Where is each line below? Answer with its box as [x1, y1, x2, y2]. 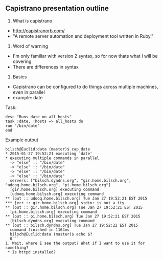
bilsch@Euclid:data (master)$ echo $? [10, 231, 93, 237]
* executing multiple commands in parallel [5, 156, 100, 161]
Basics [12, 74, 27, 80]
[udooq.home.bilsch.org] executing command [10, 191, 104, 197]
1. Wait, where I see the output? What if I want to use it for [5, 241, 145, 246]
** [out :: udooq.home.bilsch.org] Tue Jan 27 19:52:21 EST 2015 [5, 196, 147, 201]
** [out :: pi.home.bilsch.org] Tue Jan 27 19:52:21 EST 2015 [5, 213, 141, 219]
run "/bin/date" [5, 123, 40, 128]
